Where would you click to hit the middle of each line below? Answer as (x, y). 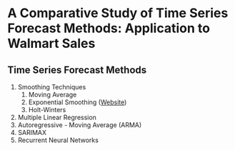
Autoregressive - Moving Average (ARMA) (80, 125)
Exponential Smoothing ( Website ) (77, 102)
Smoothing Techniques (52, 87)
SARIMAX (32, 132)
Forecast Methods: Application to (109, 28)
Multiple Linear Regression (57, 117)
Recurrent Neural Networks (58, 140)
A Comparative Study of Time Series (118, 13)
